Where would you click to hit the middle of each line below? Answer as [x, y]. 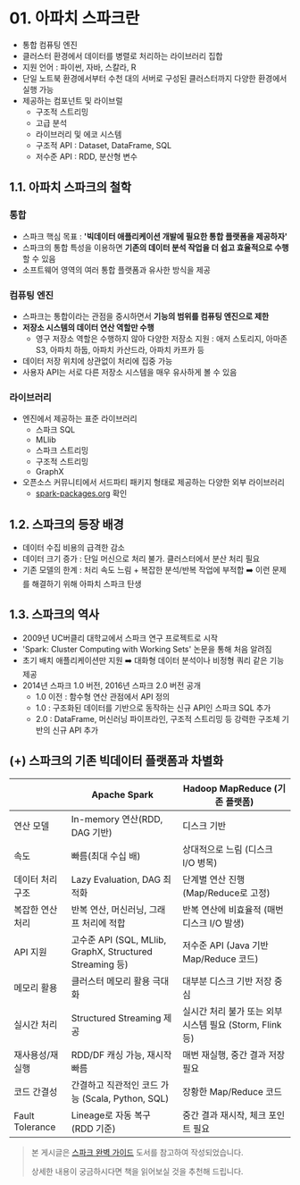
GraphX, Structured [112, 951]
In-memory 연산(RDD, [117, 819]
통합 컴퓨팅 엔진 [50, 45]
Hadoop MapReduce [227, 788]
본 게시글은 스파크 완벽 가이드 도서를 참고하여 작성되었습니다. [137, 1152]
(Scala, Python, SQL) [125, 1098]
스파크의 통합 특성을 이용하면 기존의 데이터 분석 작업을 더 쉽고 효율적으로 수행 [155, 248]
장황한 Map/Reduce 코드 [233, 1091]
